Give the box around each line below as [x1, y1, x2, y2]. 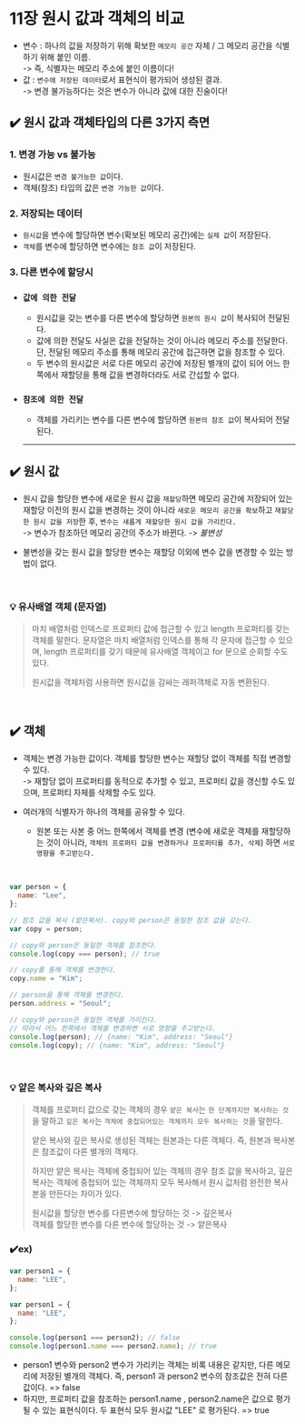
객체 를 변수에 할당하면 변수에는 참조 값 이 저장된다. [22, 240, 197, 251]
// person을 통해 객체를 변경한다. [9, 990, 125, 1000]
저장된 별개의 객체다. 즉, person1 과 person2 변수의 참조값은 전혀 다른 [39, 1370, 289, 1382]
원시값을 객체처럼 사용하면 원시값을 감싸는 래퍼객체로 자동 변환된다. [31, 677, 270, 687]
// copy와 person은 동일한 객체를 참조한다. [9, 940, 158, 950]
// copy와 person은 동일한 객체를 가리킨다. [9, 1015, 158, 1024]
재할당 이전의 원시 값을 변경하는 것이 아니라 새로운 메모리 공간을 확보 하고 [22, 505, 273, 516]
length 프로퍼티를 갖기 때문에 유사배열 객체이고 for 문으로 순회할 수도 [44, 646, 289, 657]
